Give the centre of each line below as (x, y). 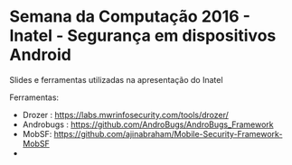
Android (41, 55)
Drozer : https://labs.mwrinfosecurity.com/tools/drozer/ (125, 115)
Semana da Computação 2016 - (130, 17)
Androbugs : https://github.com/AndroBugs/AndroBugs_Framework (148, 124)
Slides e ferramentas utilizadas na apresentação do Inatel (116, 79)
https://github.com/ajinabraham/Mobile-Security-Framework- (168, 133)
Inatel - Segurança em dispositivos (143, 36)
